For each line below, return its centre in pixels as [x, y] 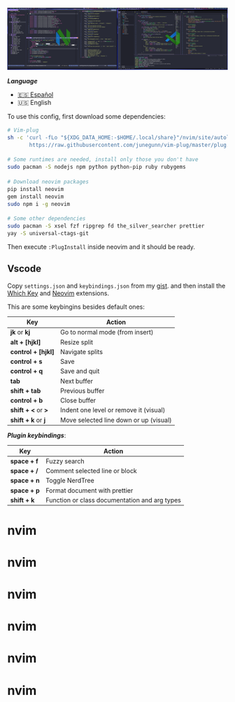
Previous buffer [83, 391]
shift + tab [26, 391]
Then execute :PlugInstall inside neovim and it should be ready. [101, 246]
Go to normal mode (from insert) [107, 332]
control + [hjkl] [32, 351]
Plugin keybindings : [37, 435]
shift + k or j [28, 420]
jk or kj [20, 332]
